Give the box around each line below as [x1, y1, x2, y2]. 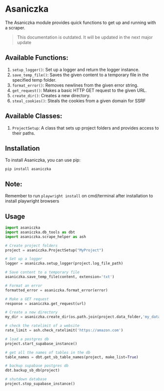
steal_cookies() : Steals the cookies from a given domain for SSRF [12, 98, 146, 104]
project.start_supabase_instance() [5, 341, 78, 346]
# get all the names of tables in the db [5, 350, 91, 355]
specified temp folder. [12, 77, 57, 83]
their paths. [12, 130, 36, 136]
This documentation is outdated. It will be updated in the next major [17, 34, 153, 40]
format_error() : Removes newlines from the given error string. [12, 82, 139, 88]
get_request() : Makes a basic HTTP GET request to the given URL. [12, 87, 147, 93]
